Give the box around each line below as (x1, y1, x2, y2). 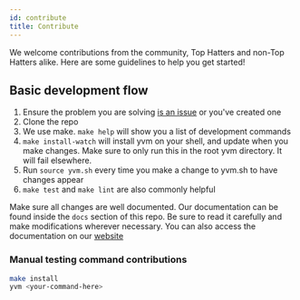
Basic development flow (9, 83, 149, 98)
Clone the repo (22, 116, 79, 127)
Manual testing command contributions (9, 254, 188, 266)
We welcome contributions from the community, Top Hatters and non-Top (9, 46, 285, 57)
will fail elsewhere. (22, 155, 92, 166)
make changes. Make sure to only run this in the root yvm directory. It (22, 145, 283, 156)
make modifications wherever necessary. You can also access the (9, 221, 256, 232)
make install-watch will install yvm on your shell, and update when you (22, 135, 288, 146)
